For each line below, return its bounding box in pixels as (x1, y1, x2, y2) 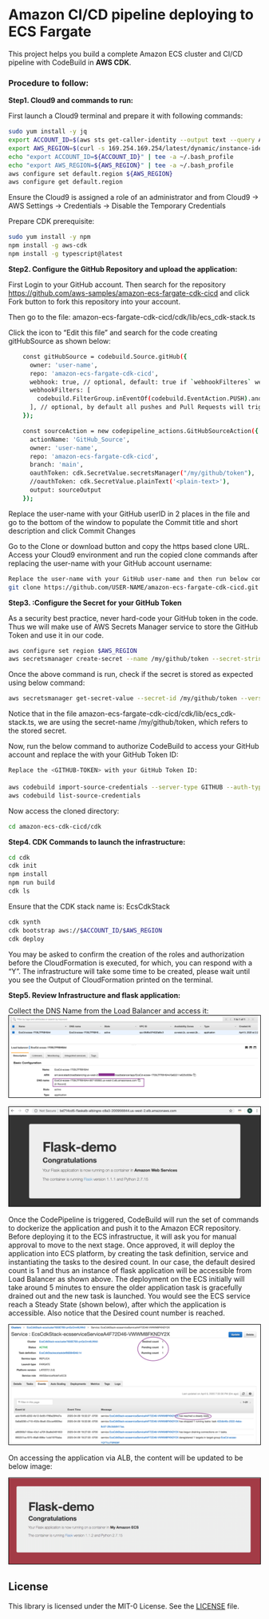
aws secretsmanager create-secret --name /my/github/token (8, 655, 209, 663)
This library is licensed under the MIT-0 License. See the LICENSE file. (8, 1601, 239, 1611)
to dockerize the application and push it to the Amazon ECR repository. (8, 1223, 241, 1233)
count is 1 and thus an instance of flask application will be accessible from (8, 1266, 252, 1275)
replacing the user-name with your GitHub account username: (8, 558, 212, 568)
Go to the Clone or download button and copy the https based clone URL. (8, 541, 250, 551)
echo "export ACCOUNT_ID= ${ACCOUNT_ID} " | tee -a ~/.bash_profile (8, 153, 234, 161)
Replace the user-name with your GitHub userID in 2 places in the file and (8, 509, 250, 519)
